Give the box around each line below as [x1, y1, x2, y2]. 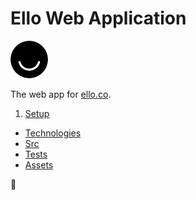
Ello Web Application [10, 7, 187, 30]
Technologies [24, 127, 82, 139]
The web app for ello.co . [10, 88, 112, 100]
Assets [24, 158, 54, 171]
